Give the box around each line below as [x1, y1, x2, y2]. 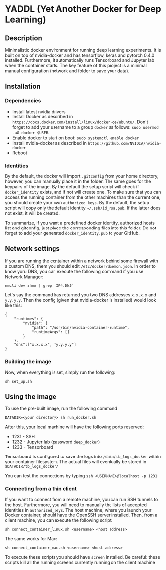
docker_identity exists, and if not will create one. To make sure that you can [5, 189, 161, 195]
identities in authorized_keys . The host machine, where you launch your [5, 507, 152, 513]
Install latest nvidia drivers [12, 108, 66, 114]
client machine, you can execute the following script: [5, 517, 113, 523]
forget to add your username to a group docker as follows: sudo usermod [12, 124, 159, 130]
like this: [5, 302, 22, 308]
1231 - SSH [12, 433, 35, 439]
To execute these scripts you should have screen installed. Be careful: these [5, 554, 160, 560]
